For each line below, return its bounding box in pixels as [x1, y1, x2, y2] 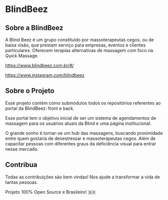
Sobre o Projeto [5, 87, 55, 95]
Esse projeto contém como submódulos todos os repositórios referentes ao [5, 100, 161, 106]
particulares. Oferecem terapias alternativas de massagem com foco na [5, 48, 153, 53]
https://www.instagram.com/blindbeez [5, 72, 85, 78]
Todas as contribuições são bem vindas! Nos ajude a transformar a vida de [5, 174, 160, 180]
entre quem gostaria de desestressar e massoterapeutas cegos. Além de [5, 135, 156, 141]
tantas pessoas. [5, 179, 38, 185]
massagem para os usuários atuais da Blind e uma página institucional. [5, 120, 152, 126]
